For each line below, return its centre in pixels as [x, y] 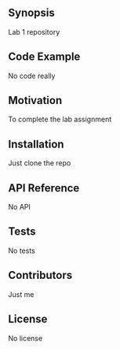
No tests [22, 251]
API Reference [44, 188]
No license [25, 338]
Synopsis [31, 13]
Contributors [40, 275]
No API [20, 207]
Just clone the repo [40, 163]
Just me [21, 294]
